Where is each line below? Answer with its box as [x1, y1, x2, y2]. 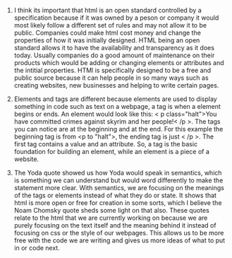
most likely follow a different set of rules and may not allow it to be [13, 21, 207, 29]
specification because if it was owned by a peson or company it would [13, 13, 219, 22]
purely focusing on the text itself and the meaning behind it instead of [13, 221, 216, 229]
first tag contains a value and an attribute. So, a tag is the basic [13, 140, 198, 148]
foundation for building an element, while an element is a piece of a [13, 148, 210, 156]
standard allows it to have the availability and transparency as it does [13, 44, 215, 52]
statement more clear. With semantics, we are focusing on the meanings [13, 184, 224, 192]
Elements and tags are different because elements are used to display [13, 95, 217, 103]
